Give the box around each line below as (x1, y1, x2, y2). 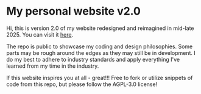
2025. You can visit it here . (6, 31, 74, 38)
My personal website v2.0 (6, 4, 141, 18)
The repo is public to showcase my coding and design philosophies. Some (6, 43, 193, 50)
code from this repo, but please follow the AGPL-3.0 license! (6, 81, 158, 88)
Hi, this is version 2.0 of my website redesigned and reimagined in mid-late (6, 24, 194, 32)
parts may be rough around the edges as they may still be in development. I (6, 49, 196, 56)
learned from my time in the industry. (6, 62, 99, 70)
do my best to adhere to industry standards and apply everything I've (6, 56, 180, 63)
